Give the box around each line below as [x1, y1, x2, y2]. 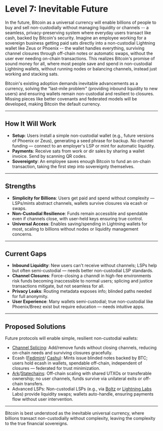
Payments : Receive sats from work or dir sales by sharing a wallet [12, 148, 145, 154]
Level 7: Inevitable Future [5, 3, 108, 15]
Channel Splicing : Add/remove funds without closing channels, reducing [12, 345, 157, 350]
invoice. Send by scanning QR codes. [12, 153, 87, 159]
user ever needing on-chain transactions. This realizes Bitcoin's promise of [5, 55, 155, 61]
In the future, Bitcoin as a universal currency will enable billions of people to [5, 19, 157, 25]
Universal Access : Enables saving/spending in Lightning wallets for [12, 221, 148, 227]
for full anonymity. [12, 294, 49, 299]
